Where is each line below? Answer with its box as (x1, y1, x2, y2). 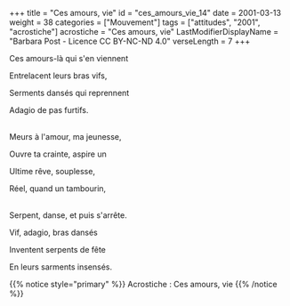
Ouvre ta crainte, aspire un (9, 149, 107, 159)
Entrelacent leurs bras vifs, (9, 70, 108, 81)
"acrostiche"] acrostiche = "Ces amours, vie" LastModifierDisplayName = (9, 27, 278, 36)
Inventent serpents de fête (9, 245, 107, 254)
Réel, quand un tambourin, (9, 183, 107, 194)
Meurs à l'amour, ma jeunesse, (9, 132, 122, 141)
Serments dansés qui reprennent (9, 88, 130, 98)
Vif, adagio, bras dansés (9, 227, 98, 238)
